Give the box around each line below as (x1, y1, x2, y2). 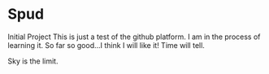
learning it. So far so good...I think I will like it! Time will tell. (7, 40, 205, 50)
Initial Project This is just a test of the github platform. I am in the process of (7, 32, 261, 41)
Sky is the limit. (7, 56, 59, 66)
